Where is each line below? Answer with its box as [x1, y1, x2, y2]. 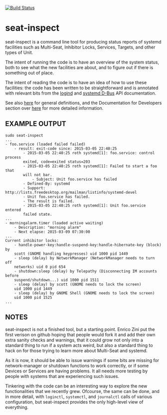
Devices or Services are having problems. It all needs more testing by [5, 368, 148, 374]
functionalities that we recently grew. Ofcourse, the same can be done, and [5, 388, 160, 394]
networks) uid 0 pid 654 [14, 264, 66, 269]
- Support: [23, 185, 46, 190]
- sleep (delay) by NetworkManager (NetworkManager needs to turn [14, 255, 155, 260]
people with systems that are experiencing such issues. [5, 373, 120, 379]
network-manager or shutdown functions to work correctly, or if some [5, 362, 149, 368]
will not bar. [23, 172, 52, 177]
